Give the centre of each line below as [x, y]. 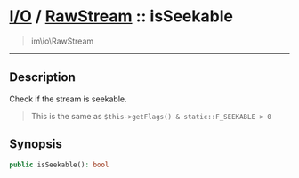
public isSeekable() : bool [59, 165]
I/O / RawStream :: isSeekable [121, 16]
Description [42, 77]
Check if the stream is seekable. [68, 99]
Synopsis [36, 144]
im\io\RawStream [62, 41]
